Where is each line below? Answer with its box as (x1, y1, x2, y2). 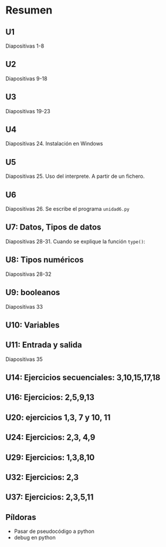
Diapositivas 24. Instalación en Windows (5, 140, 103, 147)
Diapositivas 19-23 (5, 107, 50, 114)
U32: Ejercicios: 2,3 (5, 472, 79, 482)
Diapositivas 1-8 (5, 42, 45, 49)
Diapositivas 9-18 (5, 75, 48, 82)
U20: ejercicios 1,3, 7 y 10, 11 (5, 412, 111, 423)
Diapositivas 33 (5, 303, 43, 310)
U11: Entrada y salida (5, 340, 83, 350)
